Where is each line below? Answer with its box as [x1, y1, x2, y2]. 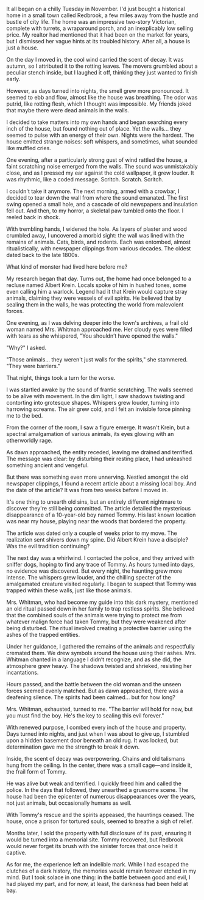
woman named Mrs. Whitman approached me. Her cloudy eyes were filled [6, 326, 193, 333]
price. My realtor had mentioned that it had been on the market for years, [6, 31, 190, 38]
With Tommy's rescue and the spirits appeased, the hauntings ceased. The [6, 811, 195, 818]
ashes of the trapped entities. [6, 631, 80, 638]
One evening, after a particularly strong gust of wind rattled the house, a [6, 156, 188, 164]
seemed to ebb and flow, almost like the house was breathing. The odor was [6, 94, 198, 101]
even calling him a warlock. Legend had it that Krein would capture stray [6, 288, 188, 295]
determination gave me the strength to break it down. [6, 743, 140, 750]
